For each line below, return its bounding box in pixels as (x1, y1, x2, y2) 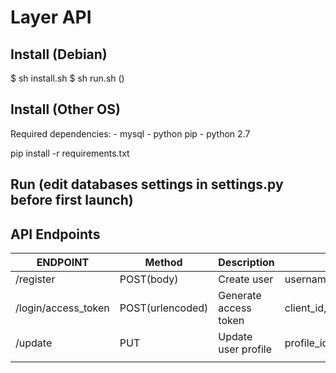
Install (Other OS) (10, 101, 121, 118)
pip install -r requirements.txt (10, 147, 130, 159)
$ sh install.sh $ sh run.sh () (10, 72, 125, 84)
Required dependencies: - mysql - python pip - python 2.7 (10, 127, 251, 140)
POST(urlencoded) (119, 301, 209, 315)
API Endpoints (10, 226, 101, 243)
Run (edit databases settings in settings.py (10, 176, 284, 193)
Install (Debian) (10, 46, 108, 63)
